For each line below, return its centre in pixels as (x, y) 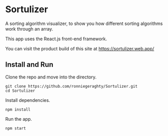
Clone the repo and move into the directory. (51, 77)
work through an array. (29, 29)
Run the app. (19, 119)
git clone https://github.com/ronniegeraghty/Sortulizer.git (72, 86)
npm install (18, 110)
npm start (16, 128)
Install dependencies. (28, 100)
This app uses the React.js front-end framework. (56, 39)
